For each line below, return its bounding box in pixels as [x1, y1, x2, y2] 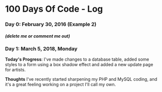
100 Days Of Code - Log [5, 3, 103, 15]
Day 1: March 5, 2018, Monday [5, 46, 78, 52]
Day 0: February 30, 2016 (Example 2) [5, 21, 97, 28]
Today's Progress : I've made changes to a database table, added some [5, 56, 149, 62]
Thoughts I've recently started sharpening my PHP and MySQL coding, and [5, 76, 158, 82]
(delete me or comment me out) [5, 33, 70, 39]
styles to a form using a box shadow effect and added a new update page [5, 62, 154, 68]
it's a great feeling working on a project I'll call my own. [5, 82, 116, 88]
